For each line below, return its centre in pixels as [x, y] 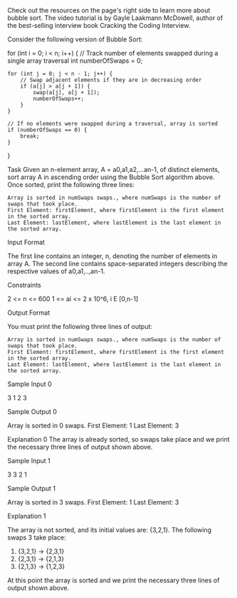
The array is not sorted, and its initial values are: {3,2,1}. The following [110, 530]
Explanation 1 [27, 516]
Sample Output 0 [32, 412]
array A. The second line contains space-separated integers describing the [117, 264]
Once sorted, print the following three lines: [71, 184]
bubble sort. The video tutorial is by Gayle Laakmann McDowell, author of [115, 18]
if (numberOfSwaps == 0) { [47, 130]
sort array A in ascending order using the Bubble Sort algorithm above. [111, 177]
